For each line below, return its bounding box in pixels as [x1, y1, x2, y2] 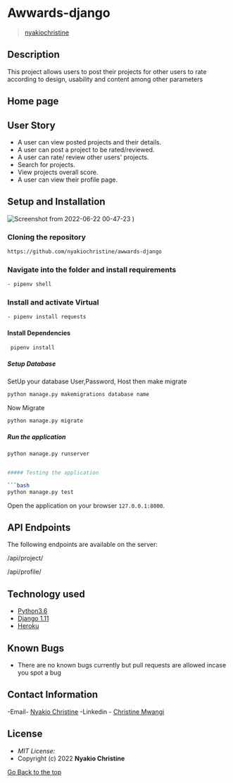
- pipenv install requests [7, 314, 87, 321]
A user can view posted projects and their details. [17, 137, 162, 146]
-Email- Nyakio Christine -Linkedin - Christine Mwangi [7, 707, 165, 716]
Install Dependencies [7, 328, 71, 337]
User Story [7, 119, 56, 131]
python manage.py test [7, 488, 74, 495]
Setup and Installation [7, 196, 106, 208]
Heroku [17, 622, 39, 630]
